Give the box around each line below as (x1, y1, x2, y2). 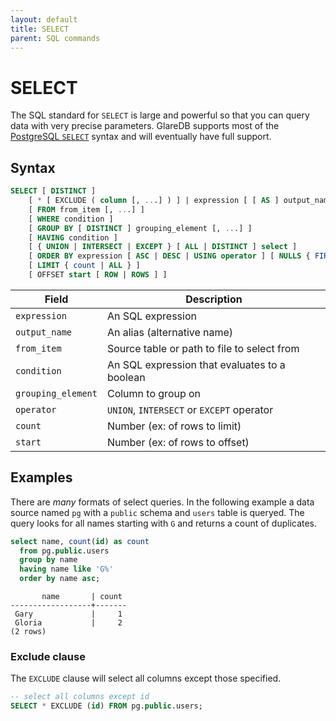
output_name (15, 326, 73, 338)
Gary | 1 (14, 609, 123, 620)
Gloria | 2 (14, 618, 123, 628)
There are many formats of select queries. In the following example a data (10, 496, 315, 508)
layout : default (10, 14, 78, 25)
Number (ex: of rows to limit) (106, 419, 242, 433)
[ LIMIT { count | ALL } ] (28, 261, 141, 271)
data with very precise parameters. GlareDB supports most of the (10, 120, 280, 132)
